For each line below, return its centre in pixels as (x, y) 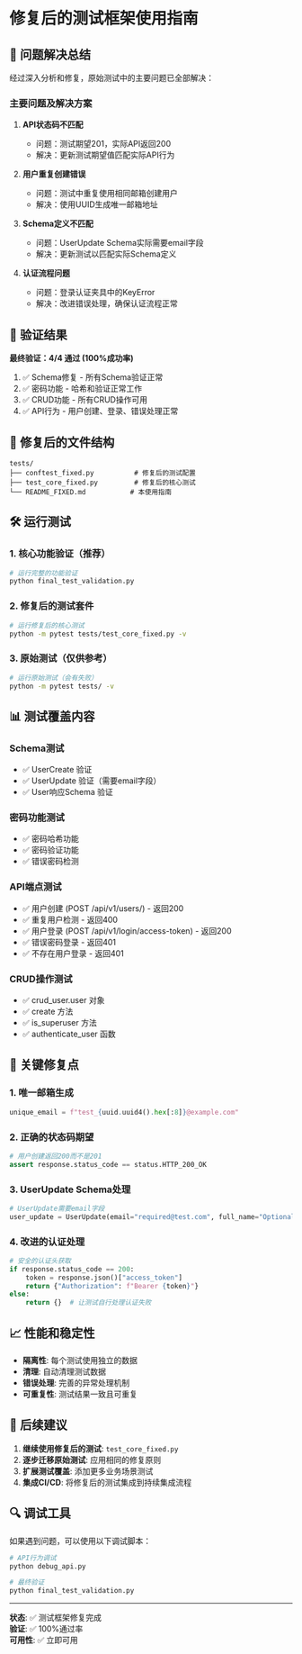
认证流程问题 (46, 273)
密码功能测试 (37, 818)
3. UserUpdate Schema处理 (70, 1189)
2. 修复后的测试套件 (52, 606)
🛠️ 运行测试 (40, 522)
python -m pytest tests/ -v (62, 686)
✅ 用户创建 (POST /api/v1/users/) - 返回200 (103, 908)
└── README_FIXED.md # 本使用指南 (91, 492)
